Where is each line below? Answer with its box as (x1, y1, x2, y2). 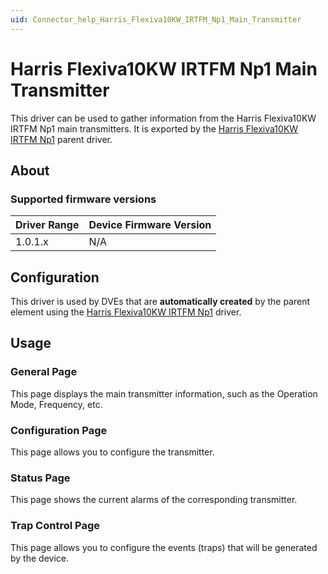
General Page (10, 365, 78, 379)
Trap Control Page (10, 519, 100, 533)
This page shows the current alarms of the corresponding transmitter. (10, 494, 298, 506)
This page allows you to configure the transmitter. (10, 446, 215, 458)
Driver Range (15, 218, 80, 232)
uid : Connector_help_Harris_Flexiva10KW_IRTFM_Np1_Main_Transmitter (10, 14, 302, 25)
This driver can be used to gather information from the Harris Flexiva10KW (10, 112, 317, 124)
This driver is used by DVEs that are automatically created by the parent (10, 296, 311, 308)
